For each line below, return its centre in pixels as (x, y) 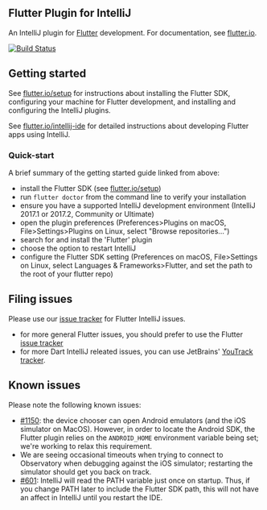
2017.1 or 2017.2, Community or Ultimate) (87, 214)
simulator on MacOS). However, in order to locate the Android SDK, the (138, 429)
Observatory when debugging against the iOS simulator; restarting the (136, 463)
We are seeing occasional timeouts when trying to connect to (121, 454)
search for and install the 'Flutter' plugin (86, 239)
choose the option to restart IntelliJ (78, 248)
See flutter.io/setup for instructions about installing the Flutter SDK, (119, 93)
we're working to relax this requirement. (86, 446)
